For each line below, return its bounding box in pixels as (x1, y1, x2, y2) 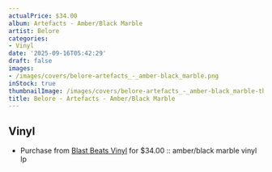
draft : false (8, 57, 53, 65)
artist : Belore (8, 27, 60, 35)
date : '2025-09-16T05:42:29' (8, 49, 107, 57)
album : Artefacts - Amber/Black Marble (8, 19, 143, 27)
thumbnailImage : (8, 86, 63, 95)
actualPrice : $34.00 (8, 11, 79, 20)
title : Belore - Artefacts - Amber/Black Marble (8, 94, 176, 103)
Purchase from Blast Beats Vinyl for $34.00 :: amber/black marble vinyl (19, 146, 257, 156)
